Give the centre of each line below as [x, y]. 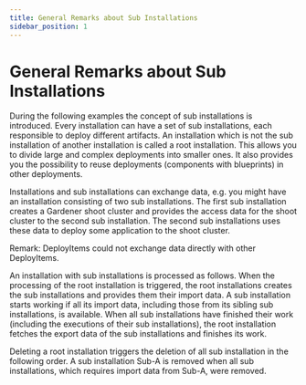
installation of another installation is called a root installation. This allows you [153, 145]
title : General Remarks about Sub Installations [104, 18]
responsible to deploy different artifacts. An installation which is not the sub [152, 135]
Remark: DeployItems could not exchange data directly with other [132, 248]
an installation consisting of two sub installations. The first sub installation [148, 202]
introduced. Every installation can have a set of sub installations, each [141, 126]
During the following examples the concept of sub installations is [131, 116]
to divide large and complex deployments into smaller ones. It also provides [152, 155]
